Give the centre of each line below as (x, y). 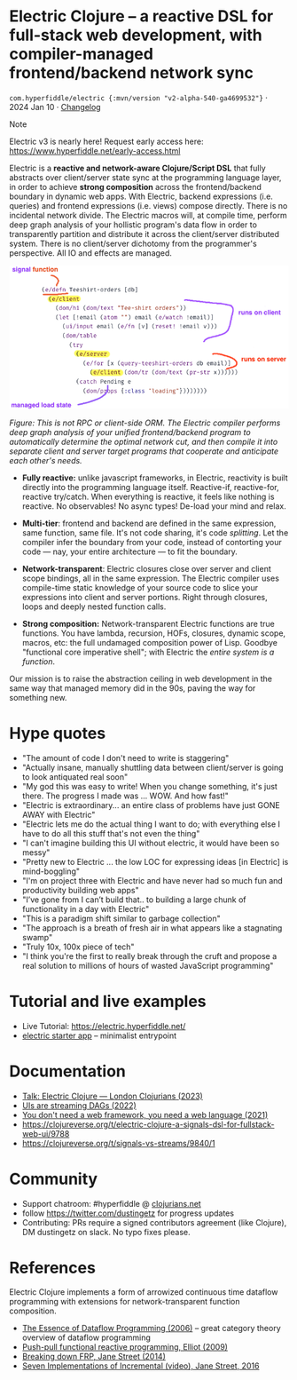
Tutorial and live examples (108, 1001)
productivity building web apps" (80, 890)
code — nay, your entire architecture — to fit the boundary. (129, 551)
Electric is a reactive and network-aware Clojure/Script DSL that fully (137, 168)
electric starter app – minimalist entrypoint (99, 1035)
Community (54, 1179)
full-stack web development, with (136, 35)
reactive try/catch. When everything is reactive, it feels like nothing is (148, 496)
